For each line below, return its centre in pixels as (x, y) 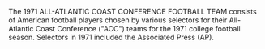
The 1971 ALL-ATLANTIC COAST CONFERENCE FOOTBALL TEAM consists (132, 12)
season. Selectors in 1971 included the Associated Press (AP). (111, 37)
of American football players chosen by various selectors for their (118, 20)
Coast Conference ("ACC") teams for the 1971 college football (138, 29)
